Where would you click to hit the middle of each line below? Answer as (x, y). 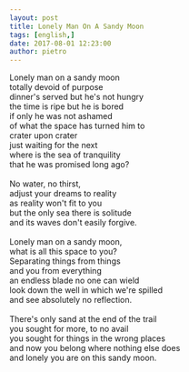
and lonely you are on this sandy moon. (83, 358)
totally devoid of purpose (56, 87)
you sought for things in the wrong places (88, 338)
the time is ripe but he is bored (67, 106)
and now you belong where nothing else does (95, 348)
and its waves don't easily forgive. (74, 223)
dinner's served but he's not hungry (76, 97)
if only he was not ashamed (61, 116)
